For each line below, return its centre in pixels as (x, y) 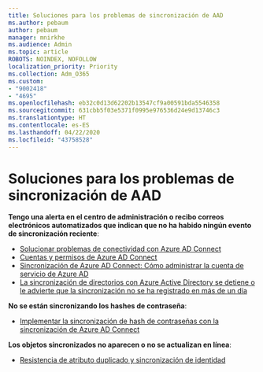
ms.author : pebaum (38, 23)
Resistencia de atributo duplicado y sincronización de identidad (122, 360)
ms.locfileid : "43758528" (50, 140)
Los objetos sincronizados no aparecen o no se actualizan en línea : (120, 345)
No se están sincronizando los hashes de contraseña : (98, 306)
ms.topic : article (38, 52)
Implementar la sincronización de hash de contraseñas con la (119, 321)
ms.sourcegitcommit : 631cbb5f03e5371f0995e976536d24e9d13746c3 (114, 111)
